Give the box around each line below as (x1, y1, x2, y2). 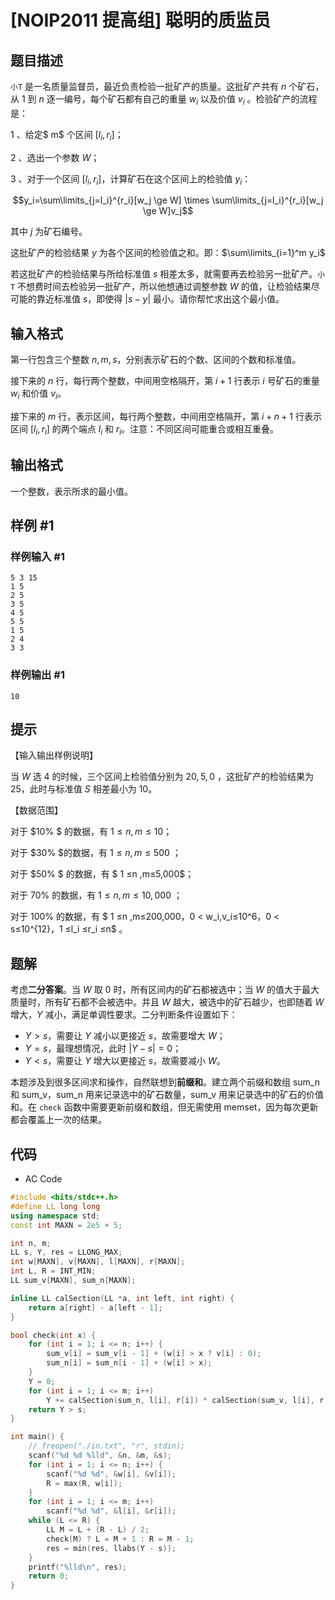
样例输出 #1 (10, 668, 65, 682)
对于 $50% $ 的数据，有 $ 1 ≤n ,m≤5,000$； (10, 868, 195, 880)
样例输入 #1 (10, 549, 65, 563)
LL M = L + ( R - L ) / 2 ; (46, 1525, 150, 1535)
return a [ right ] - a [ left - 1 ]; (28, 1302, 163, 1313)
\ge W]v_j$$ (142, 205, 194, 217)
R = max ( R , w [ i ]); (46, 1478, 123, 1488)
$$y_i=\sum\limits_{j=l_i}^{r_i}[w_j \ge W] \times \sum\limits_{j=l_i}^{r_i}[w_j (12, 194, 324, 206)
